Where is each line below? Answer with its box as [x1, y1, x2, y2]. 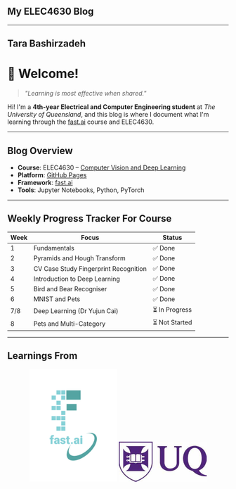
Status [162, 234, 183, 242]
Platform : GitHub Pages [17, 170, 87, 179]
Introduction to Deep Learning [33, 274, 121, 283]
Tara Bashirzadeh [7, 38, 86, 50]
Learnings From [7, 350, 78, 362]
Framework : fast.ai [17, 178, 73, 186]
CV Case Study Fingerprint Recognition [33, 264, 147, 273]
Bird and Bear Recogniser [33, 285, 107, 293]
